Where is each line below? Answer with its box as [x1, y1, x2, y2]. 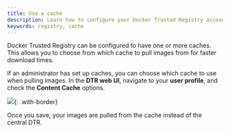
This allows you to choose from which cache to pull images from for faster [7, 49, 217, 57]
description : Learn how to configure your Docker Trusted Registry [7, 16, 204, 23]
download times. [7, 56, 54, 64]
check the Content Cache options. [7, 83, 105, 92]
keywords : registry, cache [7, 23, 84, 29]
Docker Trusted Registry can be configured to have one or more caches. [7, 42, 212, 50]
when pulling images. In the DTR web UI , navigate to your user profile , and [7, 77, 218, 85]
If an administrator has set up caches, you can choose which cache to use [7, 69, 217, 77]
